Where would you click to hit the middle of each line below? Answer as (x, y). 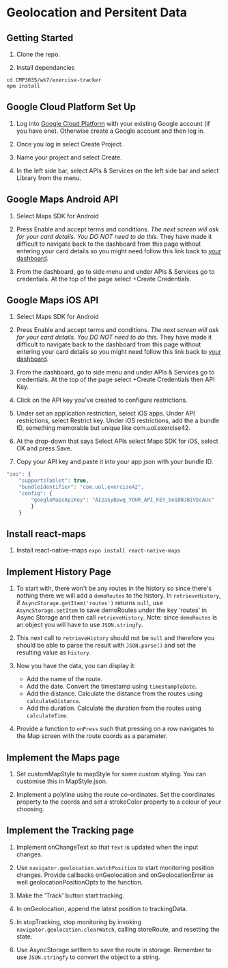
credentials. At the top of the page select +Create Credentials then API (115, 380)
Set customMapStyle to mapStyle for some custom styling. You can (111, 774)
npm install (23, 86)
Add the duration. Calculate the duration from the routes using (114, 708)
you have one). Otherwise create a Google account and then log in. (111, 131)
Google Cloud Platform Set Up (71, 107)
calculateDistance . (54, 701)
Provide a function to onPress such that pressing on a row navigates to (115, 729)
